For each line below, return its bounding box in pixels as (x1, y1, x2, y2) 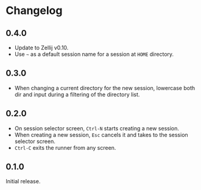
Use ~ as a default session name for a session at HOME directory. (14, 51, 174, 58)
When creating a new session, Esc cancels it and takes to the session (14, 131, 188, 138)
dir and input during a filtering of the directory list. (14, 91, 140, 98)
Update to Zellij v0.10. (14, 44, 69, 51)
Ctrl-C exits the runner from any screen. (14, 144, 116, 151)
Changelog (5, 4, 63, 18)
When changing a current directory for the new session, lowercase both (14, 84, 196, 91)
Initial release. (5, 178, 41, 185)
